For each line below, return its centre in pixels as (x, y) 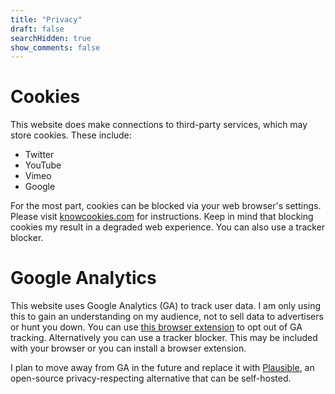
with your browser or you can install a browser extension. (128, 348)
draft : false (37, 29)
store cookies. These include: (71, 135)
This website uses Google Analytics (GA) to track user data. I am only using (165, 306)
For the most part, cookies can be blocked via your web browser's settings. (166, 206)
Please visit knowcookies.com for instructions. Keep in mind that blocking (162, 217)
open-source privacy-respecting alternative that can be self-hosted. (151, 378)
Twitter (39, 155)
